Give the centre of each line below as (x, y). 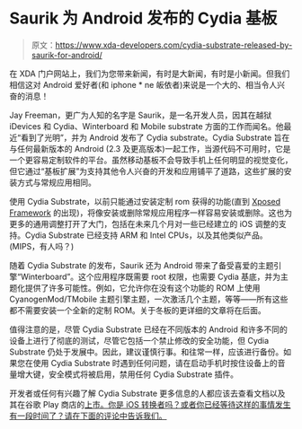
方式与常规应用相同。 (56, 182)
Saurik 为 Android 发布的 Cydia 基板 (143, 18)
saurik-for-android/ (67, 55)
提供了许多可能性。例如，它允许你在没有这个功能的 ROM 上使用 (142, 287)
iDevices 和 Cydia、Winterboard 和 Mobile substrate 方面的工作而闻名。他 (147, 126)
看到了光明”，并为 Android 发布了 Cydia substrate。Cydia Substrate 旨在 (155, 137)
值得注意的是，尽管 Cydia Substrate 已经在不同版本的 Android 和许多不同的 (148, 329)
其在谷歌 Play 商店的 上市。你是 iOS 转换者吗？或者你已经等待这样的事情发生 (150, 404)
